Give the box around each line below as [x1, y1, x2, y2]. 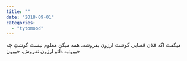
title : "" [6, 8, 31, 15]
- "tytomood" [11, 25, 44, 31]
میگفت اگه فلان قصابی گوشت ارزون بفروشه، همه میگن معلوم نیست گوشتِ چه [6, 41, 181, 49]
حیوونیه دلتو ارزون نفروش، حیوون [6, 48, 80, 55]
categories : [6, 20, 36, 25]
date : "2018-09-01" [6, 14, 55, 20]
